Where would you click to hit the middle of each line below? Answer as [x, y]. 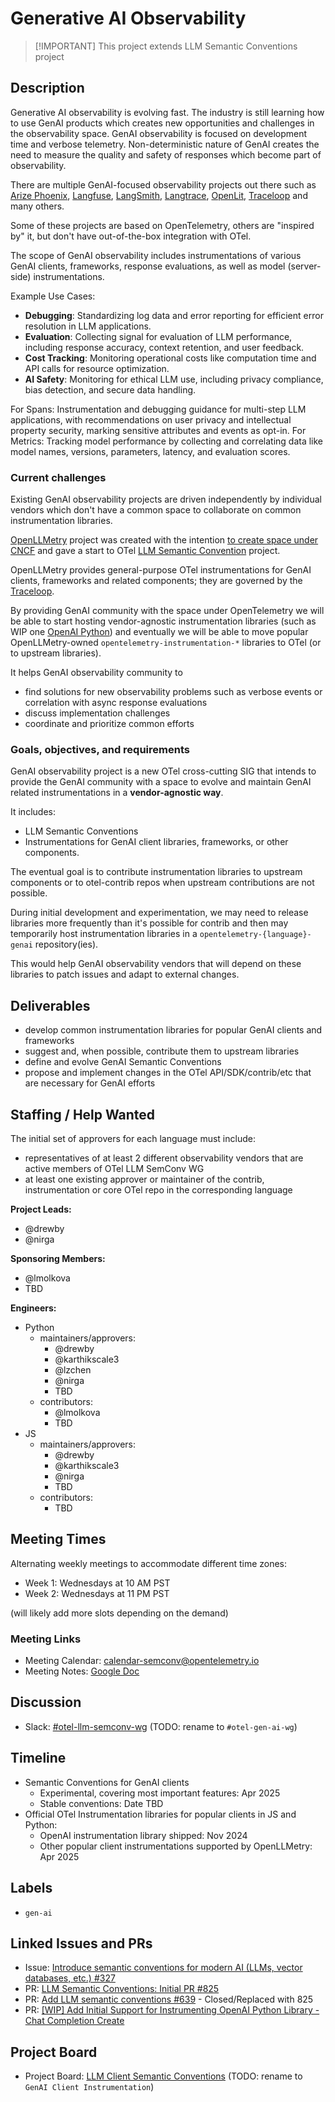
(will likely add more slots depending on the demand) [119, 1613]
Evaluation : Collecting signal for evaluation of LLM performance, [158, 336]
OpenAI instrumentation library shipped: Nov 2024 [143, 1835]
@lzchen [73, 1369]
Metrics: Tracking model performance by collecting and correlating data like [167, 441]
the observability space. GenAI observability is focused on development [159, 133]
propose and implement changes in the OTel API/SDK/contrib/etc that [168, 1073]
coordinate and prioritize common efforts [109, 724]
